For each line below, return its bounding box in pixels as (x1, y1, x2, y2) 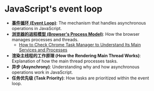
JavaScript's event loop (4, 3, 103, 15)
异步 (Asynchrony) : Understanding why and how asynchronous (11, 64, 139, 70)
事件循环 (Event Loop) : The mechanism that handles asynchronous (11, 20, 146, 26)
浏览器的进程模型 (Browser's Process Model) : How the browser (11, 31, 140, 37)
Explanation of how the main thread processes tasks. (11, 58, 118, 64)
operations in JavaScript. (11, 25, 62, 31)
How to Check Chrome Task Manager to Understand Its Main (18, 42, 141, 47)
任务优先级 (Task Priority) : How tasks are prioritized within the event (11, 75, 149, 81)
